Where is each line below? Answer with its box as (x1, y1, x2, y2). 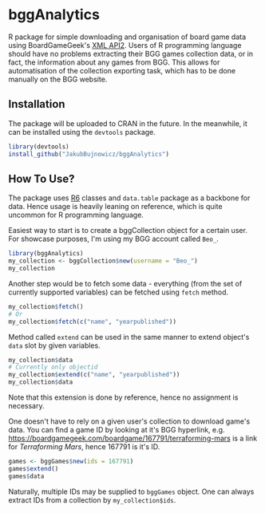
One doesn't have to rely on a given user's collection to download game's (8, 416, 251, 426)
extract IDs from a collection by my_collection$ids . (8, 495, 176, 504)
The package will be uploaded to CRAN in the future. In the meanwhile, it (8, 118, 247, 128)
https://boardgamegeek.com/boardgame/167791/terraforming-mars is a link (8, 433, 258, 444)
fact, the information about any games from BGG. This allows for (8, 57, 220, 67)
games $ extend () (8, 464, 59, 472)
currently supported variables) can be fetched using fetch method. (8, 287, 229, 297)
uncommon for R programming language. (8, 210, 144, 220)
